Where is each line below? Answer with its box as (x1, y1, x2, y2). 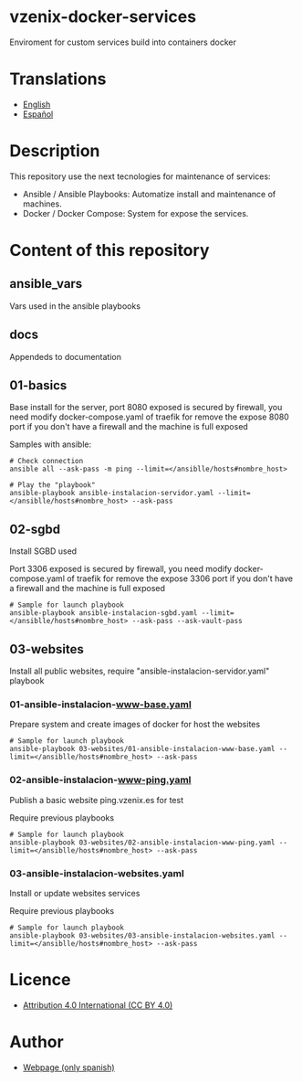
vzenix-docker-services (9, 6, 197, 27)
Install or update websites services (9, 887, 141, 898)
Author (9, 1032, 64, 1053)
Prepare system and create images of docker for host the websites (9, 719, 261, 730)
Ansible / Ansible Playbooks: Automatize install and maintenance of (22, 188, 276, 199)
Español (22, 108, 54, 120)
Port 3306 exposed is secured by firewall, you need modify (9, 564, 233, 575)
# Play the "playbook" (9, 481, 96, 490)
